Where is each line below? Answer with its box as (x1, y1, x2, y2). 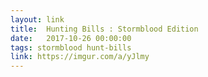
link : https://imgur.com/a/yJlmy (10, 52, 150, 62)
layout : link (10, 14, 65, 25)
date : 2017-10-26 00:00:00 (10, 33, 132, 43)
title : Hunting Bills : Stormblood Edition (10, 24, 199, 34)
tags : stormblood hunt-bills (10, 42, 132, 53)
